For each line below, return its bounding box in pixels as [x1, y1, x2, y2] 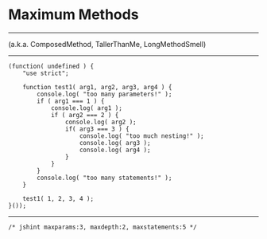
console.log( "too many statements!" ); [37, 174, 172, 182]
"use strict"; [22, 69, 69, 77]
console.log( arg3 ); [79, 139, 151, 147]
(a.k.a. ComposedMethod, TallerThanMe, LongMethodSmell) [8, 39, 207, 49]
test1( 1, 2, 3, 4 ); [22, 194, 94, 202]
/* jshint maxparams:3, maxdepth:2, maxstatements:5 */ [8, 223, 197, 231]
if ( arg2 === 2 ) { [50, 111, 119, 119]
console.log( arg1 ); [50, 104, 123, 112]
